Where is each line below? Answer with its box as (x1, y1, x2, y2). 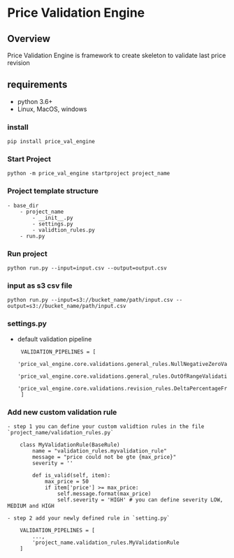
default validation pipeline (17, 335, 92, 343)
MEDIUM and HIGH (7, 502, 54, 509)
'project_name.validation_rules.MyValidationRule (32, 539, 180, 546)
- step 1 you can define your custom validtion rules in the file (7, 423, 205, 430)
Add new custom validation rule (7, 407, 117, 417)
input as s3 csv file (7, 281, 73, 291)
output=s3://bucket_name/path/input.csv (7, 302, 127, 310)
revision (7, 59, 30, 67)
